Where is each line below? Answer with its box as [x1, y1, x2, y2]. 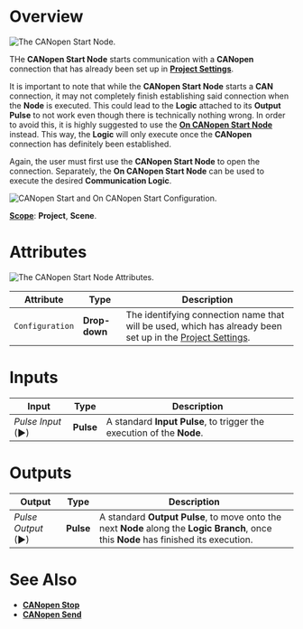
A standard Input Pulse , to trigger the [106, 415, 264, 427]
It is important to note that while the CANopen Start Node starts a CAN [9, 80, 273, 91]
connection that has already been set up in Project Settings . [9, 63, 234, 74]
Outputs [9, 463, 72, 483]
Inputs [9, 368, 59, 388]
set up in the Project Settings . [125, 331, 251, 343]
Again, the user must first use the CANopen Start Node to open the [9, 155, 260, 166]
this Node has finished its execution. [98, 533, 253, 546]
